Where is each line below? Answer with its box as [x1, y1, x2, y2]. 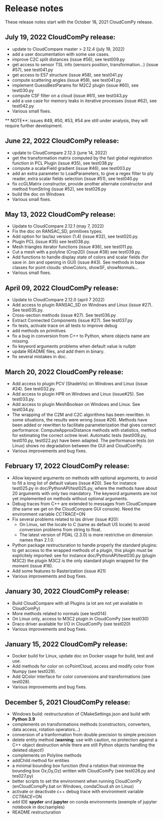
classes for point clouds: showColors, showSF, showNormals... [12, 265, 139, 271]
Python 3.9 [12, 716, 36, 722]
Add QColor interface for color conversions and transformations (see [12, 673, 151, 679]
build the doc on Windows [12, 191, 65, 197]
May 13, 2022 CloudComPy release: [5, 210, 116, 218]
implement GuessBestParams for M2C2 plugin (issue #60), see [12, 82, 139, 88]
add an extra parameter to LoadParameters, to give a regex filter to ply [12, 170, 154, 176]
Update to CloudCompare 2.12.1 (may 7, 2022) [12, 223, 104, 229]
